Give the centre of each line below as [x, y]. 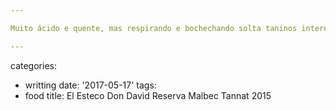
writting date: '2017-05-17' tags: [90, 85]
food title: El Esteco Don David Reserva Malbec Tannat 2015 [148, 95]
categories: [33, 65]
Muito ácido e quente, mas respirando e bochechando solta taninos [154, 28]
